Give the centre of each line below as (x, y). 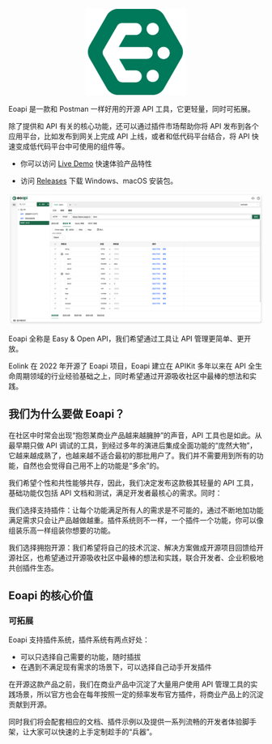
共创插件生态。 (33, 568)
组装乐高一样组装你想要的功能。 (62, 530)
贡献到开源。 (30, 704)
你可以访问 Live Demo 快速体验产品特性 (86, 164)
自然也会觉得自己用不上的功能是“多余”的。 (93, 466)
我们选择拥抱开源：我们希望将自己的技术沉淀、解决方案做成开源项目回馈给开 (136, 547)
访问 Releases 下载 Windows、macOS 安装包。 (99, 181)
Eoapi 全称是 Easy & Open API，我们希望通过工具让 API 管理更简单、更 (126, 338)
